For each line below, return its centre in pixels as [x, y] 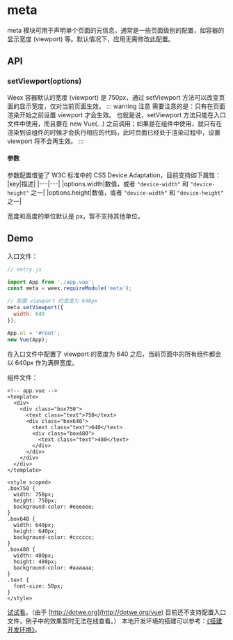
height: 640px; [35, 531]
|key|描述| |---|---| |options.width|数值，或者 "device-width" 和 [98, 184]
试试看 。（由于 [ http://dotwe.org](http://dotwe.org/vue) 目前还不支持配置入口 [117, 612]
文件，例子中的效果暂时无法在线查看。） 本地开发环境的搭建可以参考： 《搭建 [115, 620]
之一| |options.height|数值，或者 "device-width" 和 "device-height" [127, 192]
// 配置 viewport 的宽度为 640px [53, 301]
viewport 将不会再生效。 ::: [46, 141]
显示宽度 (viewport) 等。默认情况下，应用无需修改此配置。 [91, 39]
